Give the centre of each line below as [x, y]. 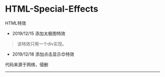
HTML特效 [16, 23]
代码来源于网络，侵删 [27, 64]
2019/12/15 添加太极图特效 [39, 33]
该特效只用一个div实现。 [42, 44]
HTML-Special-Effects [52, 9]
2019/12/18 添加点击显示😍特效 [43, 54]
